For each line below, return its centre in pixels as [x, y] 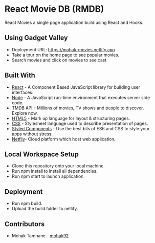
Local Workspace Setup [42, 154]
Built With [20, 75]
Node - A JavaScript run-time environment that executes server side [81, 97]
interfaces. [22, 92]
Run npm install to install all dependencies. [55, 171]
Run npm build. [27, 203]
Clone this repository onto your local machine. [58, 166]
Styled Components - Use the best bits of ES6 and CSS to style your [80, 128]
